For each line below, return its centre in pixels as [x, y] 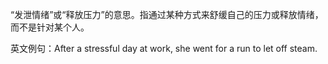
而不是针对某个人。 [50, 27]
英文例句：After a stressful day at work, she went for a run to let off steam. [164, 48]
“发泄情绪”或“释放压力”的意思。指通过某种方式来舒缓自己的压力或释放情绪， [167, 14]
